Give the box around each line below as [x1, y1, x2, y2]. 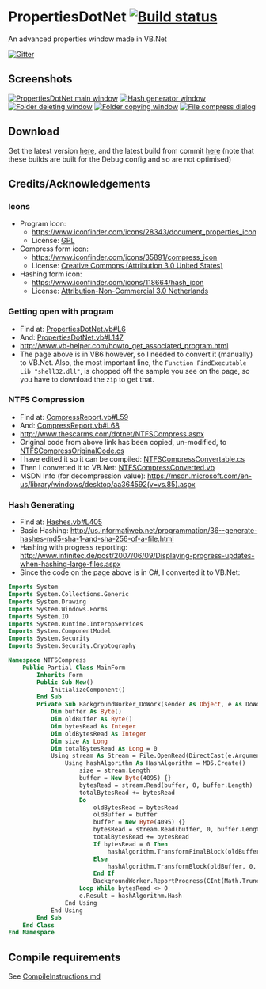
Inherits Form [36, 671, 83, 679]
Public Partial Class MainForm [22, 664, 126, 671]
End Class [22, 921, 55, 930]
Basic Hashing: [19, 526, 69, 535]
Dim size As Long [50, 737, 108, 745]
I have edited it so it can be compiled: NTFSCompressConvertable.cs [19, 454, 245, 463]
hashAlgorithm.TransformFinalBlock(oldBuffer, [107, 847, 264, 855]
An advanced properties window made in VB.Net [8, 34, 168, 44]
